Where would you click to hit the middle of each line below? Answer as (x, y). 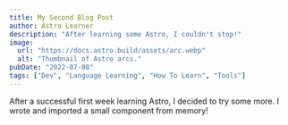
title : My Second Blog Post (62, 17)
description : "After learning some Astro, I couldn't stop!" (126, 34)
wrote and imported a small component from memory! (109, 110)
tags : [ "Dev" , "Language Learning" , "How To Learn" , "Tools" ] (127, 76)
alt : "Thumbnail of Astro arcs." (80, 59)
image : (21, 42)
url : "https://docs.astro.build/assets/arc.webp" (111, 51)
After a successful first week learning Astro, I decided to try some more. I (144, 101)
